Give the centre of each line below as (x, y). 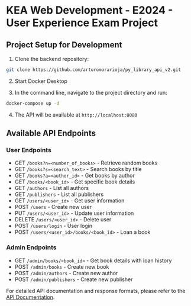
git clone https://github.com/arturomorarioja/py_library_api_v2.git (94, 70)
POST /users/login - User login (54, 226)
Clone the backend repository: (52, 59)
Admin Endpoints (32, 247)
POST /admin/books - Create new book (62, 266)
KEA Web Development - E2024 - (90, 10)
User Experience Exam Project (82, 23)
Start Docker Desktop (41, 81)
